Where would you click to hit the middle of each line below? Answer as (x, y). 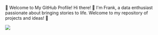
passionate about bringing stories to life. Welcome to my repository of (77, 13)
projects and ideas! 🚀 (27, 18)
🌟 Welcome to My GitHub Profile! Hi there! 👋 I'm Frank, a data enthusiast (79, 8)
